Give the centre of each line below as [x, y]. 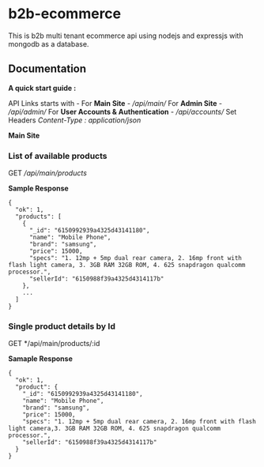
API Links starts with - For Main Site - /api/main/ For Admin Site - [115, 103]
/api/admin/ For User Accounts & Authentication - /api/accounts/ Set [123, 111]
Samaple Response [40, 359]
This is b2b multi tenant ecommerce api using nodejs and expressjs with [126, 36]
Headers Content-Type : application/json [75, 120]
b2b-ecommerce [65, 14]
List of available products [58, 156]
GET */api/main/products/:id [54, 344]
